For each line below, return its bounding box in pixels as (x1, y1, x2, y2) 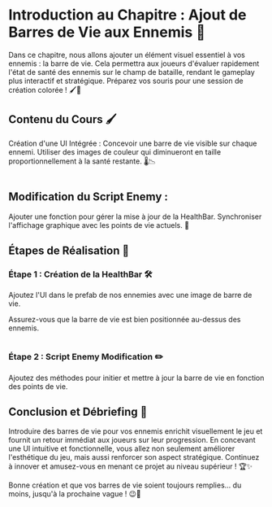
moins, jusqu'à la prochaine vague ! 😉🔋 (8, 489, 142, 499)
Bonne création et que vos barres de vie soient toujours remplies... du (8, 480, 242, 490)
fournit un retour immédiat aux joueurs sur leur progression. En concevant (8, 435, 256, 445)
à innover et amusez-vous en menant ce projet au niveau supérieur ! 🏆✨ (8, 461, 253, 471)
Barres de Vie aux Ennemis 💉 (8, 23, 205, 42)
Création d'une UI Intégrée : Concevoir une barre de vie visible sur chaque (8, 138, 257, 148)
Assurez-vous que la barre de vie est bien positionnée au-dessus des (8, 315, 241, 325)
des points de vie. (8, 381, 68, 391)
